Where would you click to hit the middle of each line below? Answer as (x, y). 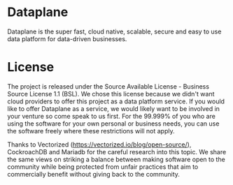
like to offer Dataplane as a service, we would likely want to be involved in (114, 108)
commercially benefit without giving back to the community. (94, 174)
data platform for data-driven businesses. (67, 38)
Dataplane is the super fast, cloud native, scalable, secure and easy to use (114, 31)
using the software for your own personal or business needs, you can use (113, 124)
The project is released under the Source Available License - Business (108, 86)
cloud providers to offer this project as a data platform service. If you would (116, 101)
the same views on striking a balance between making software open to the (116, 159)
